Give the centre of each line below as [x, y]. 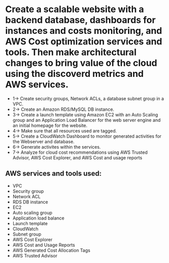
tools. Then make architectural [71, 52]
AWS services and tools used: [54, 174]
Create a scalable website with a [75, 9]
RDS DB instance [30, 202]
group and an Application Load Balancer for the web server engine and [87, 120]
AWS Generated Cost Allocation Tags [51, 250]
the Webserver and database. [44, 141]
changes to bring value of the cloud [81, 63]
